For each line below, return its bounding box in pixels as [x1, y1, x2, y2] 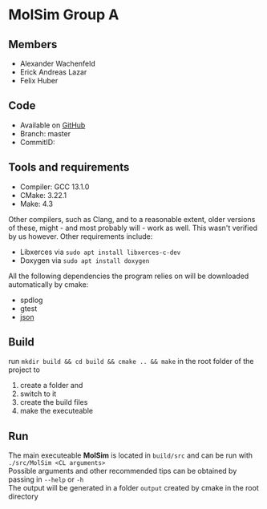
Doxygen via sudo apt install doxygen [19, 255, 150, 265]
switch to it [19, 389, 57, 398]
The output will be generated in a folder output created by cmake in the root [8, 483, 259, 493]
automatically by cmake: [8, 279, 89, 289]
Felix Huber [19, 76, 59, 85]
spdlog [19, 295, 43, 305]
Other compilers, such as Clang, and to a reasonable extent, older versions [8, 214, 256, 224]
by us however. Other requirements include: [8, 231, 153, 241]
